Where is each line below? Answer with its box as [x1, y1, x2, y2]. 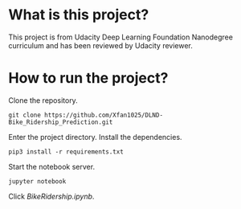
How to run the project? [8, 69, 169, 88]
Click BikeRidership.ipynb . [8, 191, 95, 201]
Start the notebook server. [8, 162, 95, 171]
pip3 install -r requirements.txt [8, 147, 125, 156]
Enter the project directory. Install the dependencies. [8, 132, 182, 141]
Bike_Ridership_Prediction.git [8, 118, 113, 126]
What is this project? [8, 6, 149, 24]
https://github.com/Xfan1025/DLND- [43, 111, 163, 119]
